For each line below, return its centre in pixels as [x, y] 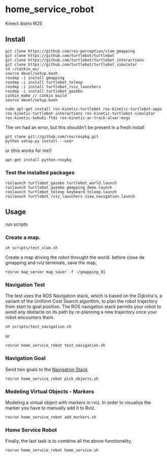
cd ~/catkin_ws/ [22, 69]
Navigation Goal [25, 358]
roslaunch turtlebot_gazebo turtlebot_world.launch [61, 183]
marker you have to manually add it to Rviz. [50, 408]
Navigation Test [25, 285]
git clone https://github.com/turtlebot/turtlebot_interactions [75, 60]
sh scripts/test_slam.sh [31, 248]
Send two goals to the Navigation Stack [46, 369]
